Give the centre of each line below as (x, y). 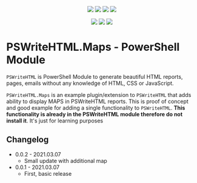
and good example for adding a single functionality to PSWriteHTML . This (96, 108)
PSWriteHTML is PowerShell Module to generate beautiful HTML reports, (95, 76)
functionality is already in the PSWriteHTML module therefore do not (95, 114)
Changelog (28, 140)
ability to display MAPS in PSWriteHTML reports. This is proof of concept (98, 101)
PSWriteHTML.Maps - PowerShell (93, 47)
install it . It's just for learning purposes (55, 121)
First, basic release (48, 173)
